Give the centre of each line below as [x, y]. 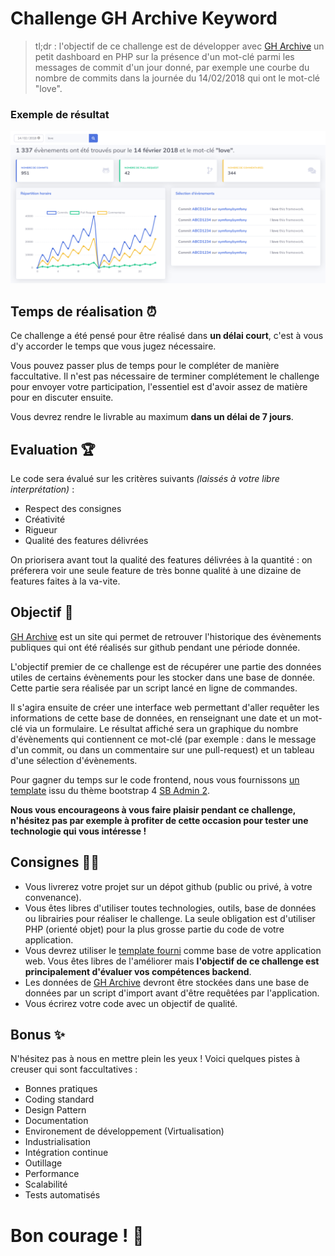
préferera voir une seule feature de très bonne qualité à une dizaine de [156, 570]
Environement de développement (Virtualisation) [124, 1131]
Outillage [43, 1163]
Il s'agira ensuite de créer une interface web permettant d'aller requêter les [165, 707]
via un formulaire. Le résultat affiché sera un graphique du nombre [161, 728]
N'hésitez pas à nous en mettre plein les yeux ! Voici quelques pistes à [155, 1059]
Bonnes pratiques [61, 1089]
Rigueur [41, 529]
